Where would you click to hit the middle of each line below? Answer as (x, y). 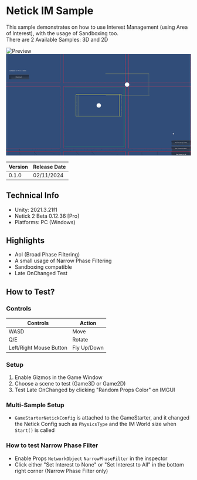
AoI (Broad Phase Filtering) (47, 255)
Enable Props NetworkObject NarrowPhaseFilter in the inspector (91, 458)
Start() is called (35, 430)
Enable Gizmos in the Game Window (58, 377)
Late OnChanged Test (41, 273)
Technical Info (33, 196)
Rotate (80, 339)
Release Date (50, 167)
